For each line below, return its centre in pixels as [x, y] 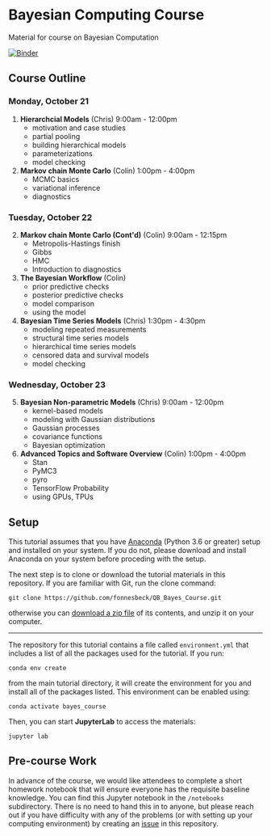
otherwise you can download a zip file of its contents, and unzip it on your [131, 613]
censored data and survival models [90, 355]
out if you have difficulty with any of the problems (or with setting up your [131, 815]
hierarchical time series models [84, 346]
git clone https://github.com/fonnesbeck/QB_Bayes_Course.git [115, 598]
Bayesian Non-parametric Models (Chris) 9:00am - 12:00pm [122, 403]
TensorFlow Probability [70, 488]
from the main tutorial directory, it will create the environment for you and [130, 683]
